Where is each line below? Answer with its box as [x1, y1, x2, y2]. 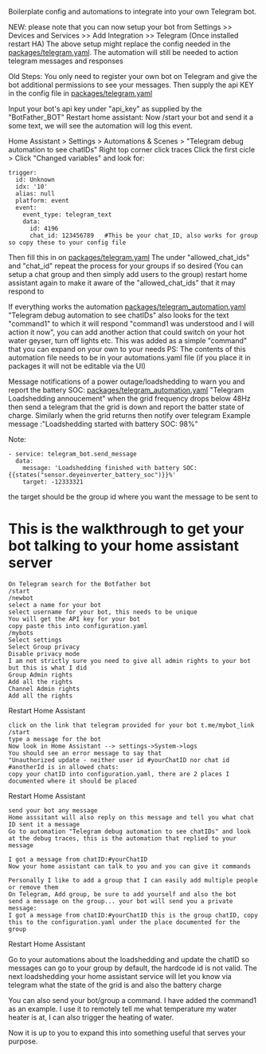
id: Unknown [15, 176, 56, 184]
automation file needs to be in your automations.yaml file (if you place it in [8, 353, 251, 362]
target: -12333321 [22, 478, 84, 486]
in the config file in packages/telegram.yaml [8, 89, 153, 98]
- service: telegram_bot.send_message [8, 450, 137, 458]
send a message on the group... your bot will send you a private [8, 897, 233, 905]
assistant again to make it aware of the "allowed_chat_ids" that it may [8, 278, 236, 287]
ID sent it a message [8, 820, 80, 828]
